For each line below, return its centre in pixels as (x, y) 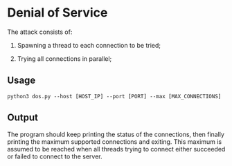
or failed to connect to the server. (55, 156)
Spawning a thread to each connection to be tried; (89, 45)
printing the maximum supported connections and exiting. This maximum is (115, 141)
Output (23, 118)
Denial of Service (57, 13)
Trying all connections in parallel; (64, 58)
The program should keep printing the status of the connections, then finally (116, 134)
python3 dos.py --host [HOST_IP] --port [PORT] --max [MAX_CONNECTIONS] (114, 96)
